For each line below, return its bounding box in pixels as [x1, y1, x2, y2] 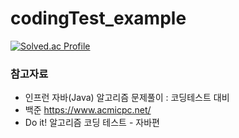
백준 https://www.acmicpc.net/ [24, 104, 152, 116]
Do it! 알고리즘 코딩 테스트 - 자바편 [24, 117, 160, 129]
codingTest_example [10, 7, 187, 30]
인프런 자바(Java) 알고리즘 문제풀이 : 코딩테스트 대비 [24, 92, 230, 104]
